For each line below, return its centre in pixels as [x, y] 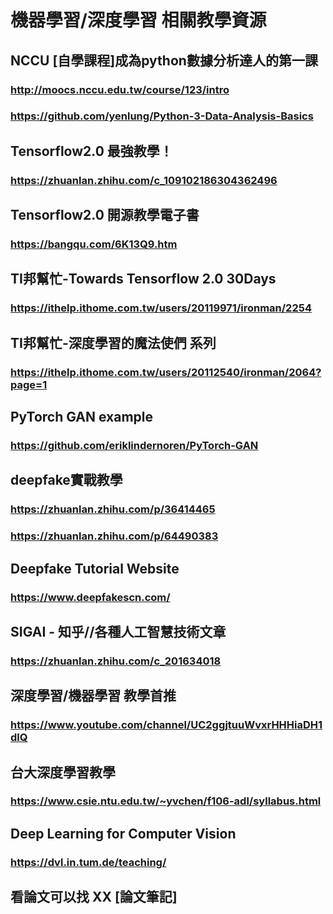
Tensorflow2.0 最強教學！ [91, 151]
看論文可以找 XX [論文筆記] [94, 897]
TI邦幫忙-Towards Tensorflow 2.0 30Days [143, 279]
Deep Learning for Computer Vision [123, 833]
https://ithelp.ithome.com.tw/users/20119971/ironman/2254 [161, 308]
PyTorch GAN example [82, 417]
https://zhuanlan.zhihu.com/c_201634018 [116, 661]
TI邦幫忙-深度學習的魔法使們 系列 [113, 342]
